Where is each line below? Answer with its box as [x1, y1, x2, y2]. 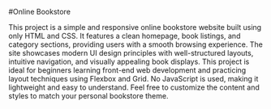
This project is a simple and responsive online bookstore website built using [8, 23, 262, 31]
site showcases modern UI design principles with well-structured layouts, [8, 48, 254, 57]
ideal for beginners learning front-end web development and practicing [8, 65, 247, 75]
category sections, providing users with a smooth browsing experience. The [8, 40, 264, 49]
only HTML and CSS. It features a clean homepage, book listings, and [8, 31, 241, 40]
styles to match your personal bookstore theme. [8, 91, 169, 100]
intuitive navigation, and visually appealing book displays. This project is [8, 57, 250, 66]
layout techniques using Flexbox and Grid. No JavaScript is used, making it [8, 74, 259, 83]
